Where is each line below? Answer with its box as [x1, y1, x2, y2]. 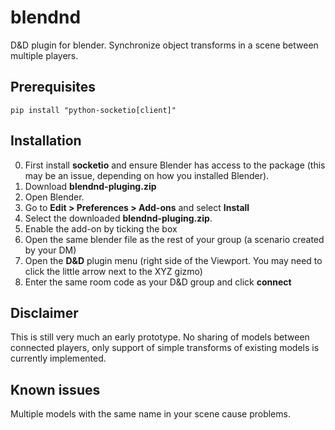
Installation [10, 132, 82, 150]
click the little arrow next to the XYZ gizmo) [24, 265, 203, 277]
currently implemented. [10, 352, 107, 365]
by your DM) [24, 244, 77, 256]
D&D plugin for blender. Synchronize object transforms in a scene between [10, 39, 319, 51]
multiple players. [10, 49, 79, 61]
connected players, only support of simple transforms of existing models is [10, 342, 320, 354]
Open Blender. [24, 191, 85, 203]
